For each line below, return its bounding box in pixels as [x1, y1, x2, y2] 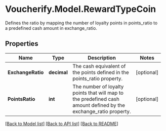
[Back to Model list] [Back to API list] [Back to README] [5, 121, 119, 127]
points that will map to [72, 89, 124, 96]
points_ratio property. [72, 75, 123, 82]
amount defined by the [72, 102, 125, 109]
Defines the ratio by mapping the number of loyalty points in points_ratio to [5, 20, 158, 26]
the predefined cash [72, 95, 120, 102]
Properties [5, 40, 39, 48]
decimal [48, 68, 68, 75]
